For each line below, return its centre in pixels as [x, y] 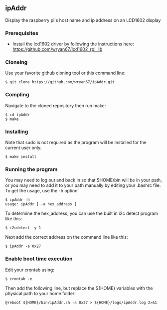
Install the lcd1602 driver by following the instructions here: [73, 44]
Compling [17, 95]
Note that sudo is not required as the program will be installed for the [76, 142]
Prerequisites [22, 33]
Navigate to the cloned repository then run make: [56, 105]
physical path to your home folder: [40, 293]
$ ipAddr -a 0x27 [23, 246]
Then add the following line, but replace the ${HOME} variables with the [79, 288]
